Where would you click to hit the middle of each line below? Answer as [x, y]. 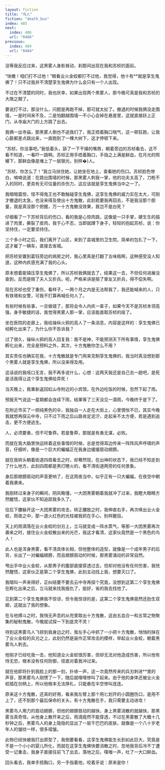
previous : [15, 42]
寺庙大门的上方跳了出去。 [44, 122]
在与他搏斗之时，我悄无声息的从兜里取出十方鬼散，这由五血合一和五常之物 [80, 615]
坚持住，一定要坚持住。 [29, 229]
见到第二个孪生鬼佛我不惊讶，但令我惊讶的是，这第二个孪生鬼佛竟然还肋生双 [82, 599]
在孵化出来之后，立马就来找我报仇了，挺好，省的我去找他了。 [68, 588]
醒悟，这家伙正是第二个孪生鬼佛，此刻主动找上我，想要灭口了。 [74, 572]
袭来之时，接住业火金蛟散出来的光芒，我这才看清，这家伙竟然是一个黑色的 [80, 532]
